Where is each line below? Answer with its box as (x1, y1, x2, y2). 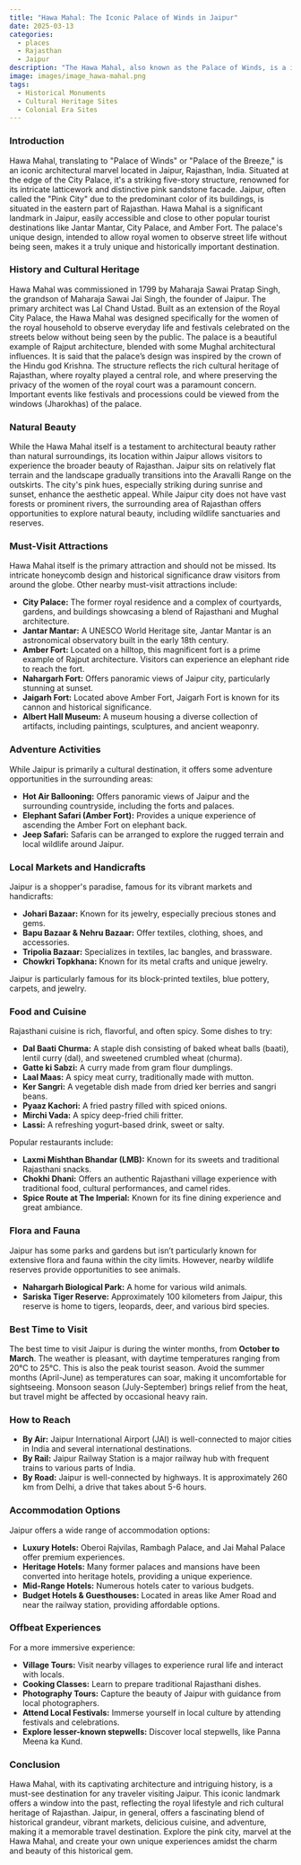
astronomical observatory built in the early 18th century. (21, 635, 229, 646)
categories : (9, 30, 54, 39)
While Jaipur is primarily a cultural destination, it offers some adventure (9, 764, 273, 774)
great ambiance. (21, 1202, 83, 1213)
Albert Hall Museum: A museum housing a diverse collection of (21, 712, 258, 722)
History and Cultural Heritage (9, 263, 141, 276)
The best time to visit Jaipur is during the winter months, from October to (9, 1343, 280, 1354)
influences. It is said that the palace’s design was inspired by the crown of (9, 350, 282, 361)
